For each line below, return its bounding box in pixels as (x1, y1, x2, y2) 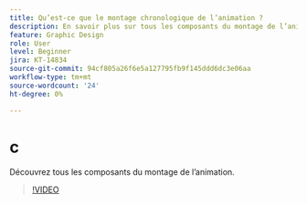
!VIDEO (31, 184, 59, 196)
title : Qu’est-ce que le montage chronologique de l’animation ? (9, 13, 263, 23)
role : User (9, 38, 51, 48)
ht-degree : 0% (9, 89, 64, 98)
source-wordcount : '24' (9, 81, 101, 90)
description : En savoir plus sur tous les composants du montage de (9, 22, 276, 31)
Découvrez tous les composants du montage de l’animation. (9, 167, 235, 178)
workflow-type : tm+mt (9, 73, 92, 82)
